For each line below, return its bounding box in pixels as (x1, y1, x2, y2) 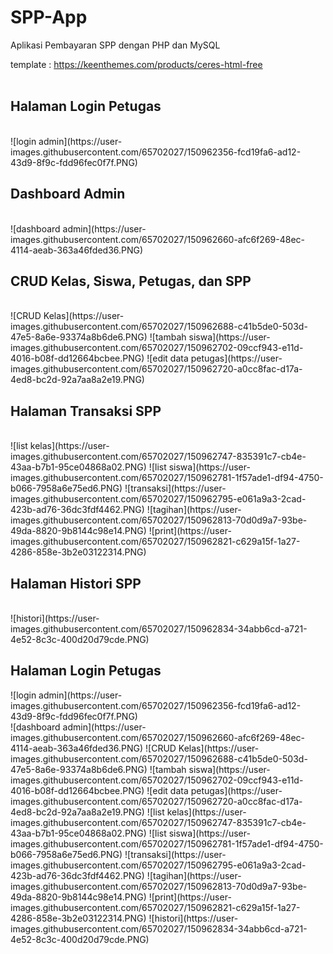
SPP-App (10, 6, 88, 29)
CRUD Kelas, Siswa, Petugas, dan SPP (10, 272, 252, 290)
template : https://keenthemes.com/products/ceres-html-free (10, 58, 263, 70)
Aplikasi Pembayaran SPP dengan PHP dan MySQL (10, 39, 221, 51)
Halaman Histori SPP (10, 575, 142, 592)
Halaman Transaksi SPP (10, 402, 162, 420)
